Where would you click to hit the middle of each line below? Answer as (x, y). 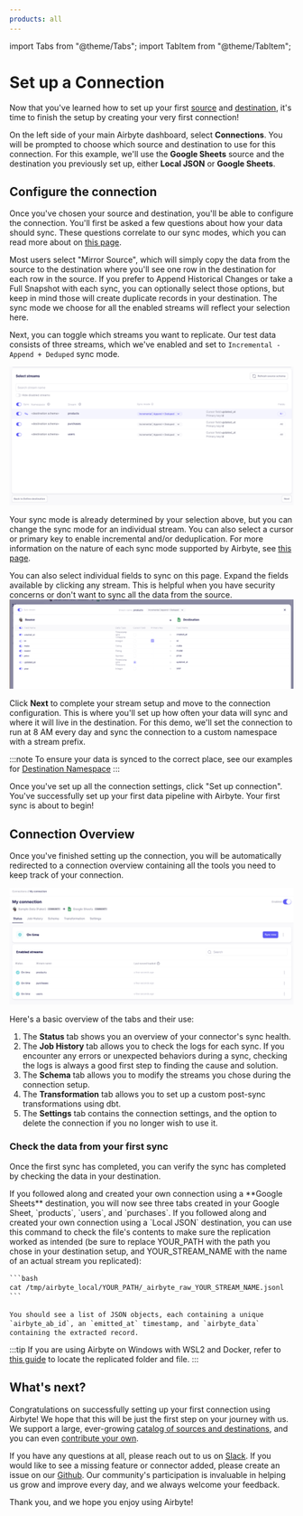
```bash (24, 1278)
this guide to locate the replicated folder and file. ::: (104, 1359)
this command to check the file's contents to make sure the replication (140, 1232)
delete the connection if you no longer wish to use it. (120, 1123)
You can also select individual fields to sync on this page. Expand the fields (149, 576)
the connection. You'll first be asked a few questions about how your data (146, 223)
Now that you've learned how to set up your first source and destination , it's (151, 108)
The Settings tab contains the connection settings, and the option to (150, 1114)
